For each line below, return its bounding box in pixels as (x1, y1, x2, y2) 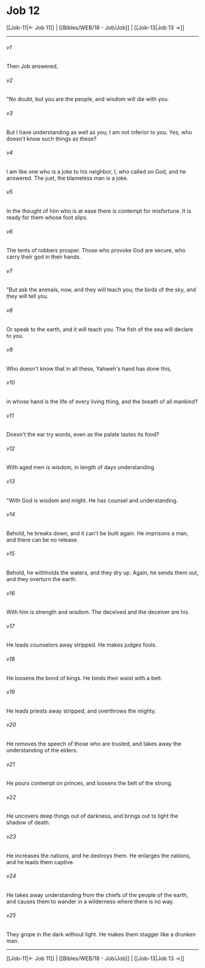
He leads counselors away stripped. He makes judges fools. (6, 641, 157, 648)
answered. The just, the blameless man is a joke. (6, 174, 129, 182)
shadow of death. (6, 819, 51, 826)
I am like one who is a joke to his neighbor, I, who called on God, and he (6, 167, 186, 175)
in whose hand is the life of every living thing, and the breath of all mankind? (6, 398, 198, 405)
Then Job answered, (6, 62, 59, 70)
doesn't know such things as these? (6, 135, 97, 142)
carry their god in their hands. (6, 253, 81, 260)
